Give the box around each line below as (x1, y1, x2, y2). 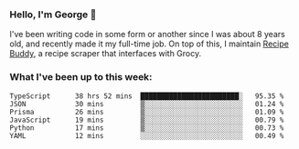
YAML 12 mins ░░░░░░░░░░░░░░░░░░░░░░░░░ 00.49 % (9, 131, 284, 140)
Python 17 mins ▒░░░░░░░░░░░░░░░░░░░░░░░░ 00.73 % (9, 123, 284, 133)
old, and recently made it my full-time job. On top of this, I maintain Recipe (9, 38, 290, 49)
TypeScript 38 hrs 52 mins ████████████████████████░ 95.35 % (9, 91, 284, 101)
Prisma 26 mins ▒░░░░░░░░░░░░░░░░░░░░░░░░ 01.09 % (9, 107, 284, 116)
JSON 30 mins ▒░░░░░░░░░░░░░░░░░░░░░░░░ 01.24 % (9, 99, 284, 108)
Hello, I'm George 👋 (9, 8, 97, 21)
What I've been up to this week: (9, 71, 153, 84)
